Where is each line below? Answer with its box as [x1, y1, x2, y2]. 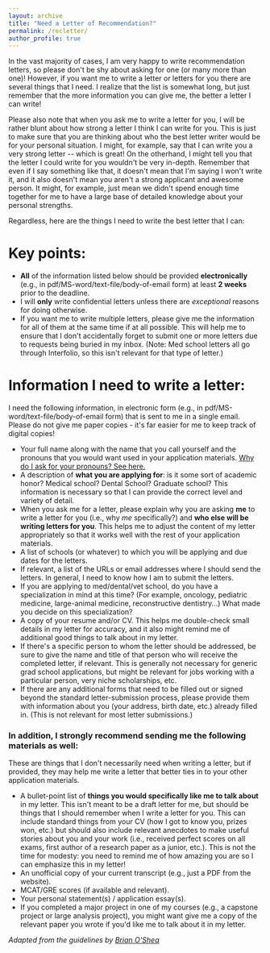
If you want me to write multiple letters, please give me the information [19, 314, 255, 323]
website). [19, 876, 52, 887]
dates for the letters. [19, 556, 88, 565]
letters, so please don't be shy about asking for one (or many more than [8, 65, 247, 75]
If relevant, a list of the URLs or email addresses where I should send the [19, 564, 261, 574]
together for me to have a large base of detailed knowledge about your [8, 192, 243, 202]
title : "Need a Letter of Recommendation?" [8, 19, 157, 27]
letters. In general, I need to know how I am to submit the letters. [19, 573, 235, 583]
